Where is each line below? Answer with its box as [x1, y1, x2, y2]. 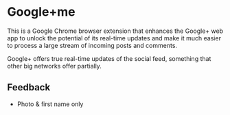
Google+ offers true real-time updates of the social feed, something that [7, 54, 211, 62]
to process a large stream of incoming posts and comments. [7, 41, 177, 49]
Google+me [7, 4, 76, 20]
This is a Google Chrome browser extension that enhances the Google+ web [7, 27, 224, 35]
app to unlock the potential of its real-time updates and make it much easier [7, 34, 222, 42]
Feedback [7, 81, 51, 93]
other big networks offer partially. [7, 62, 102, 70]
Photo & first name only [16, 100, 84, 108]
